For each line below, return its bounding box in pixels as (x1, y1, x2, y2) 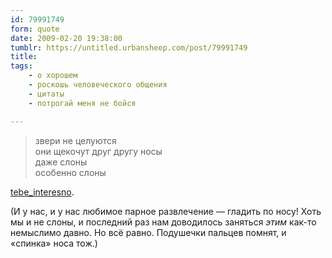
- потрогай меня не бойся (28, 98, 137, 108)
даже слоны (34, 156, 88, 168)
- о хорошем (28, 71, 78, 81)
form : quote (10, 24, 60, 34)
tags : (10, 61, 33, 71)
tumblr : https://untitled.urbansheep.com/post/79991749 (10, 42, 248, 53)
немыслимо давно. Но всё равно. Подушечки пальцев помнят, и (10, 226, 287, 238)
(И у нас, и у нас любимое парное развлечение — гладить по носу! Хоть (10, 205, 322, 217)
